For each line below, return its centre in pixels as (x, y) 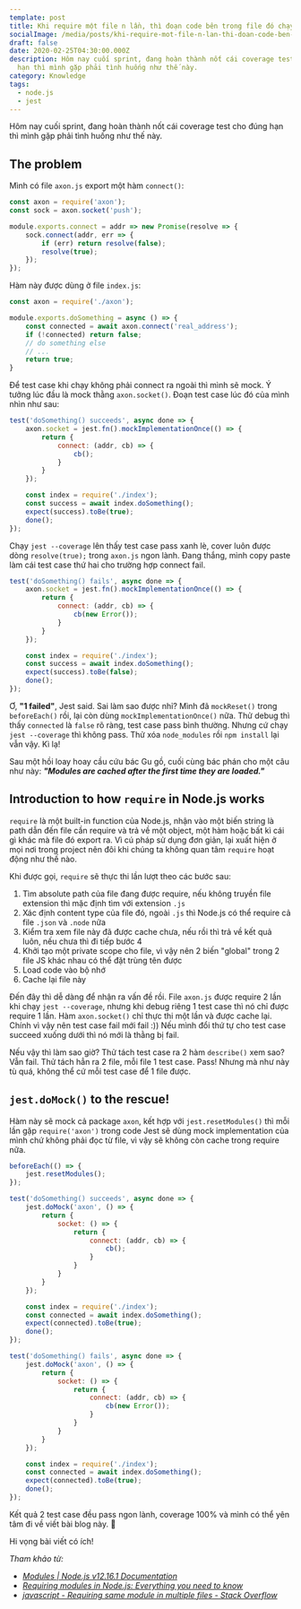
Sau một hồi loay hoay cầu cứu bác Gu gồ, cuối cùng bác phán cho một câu (149, 761)
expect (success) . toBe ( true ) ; (80, 512)
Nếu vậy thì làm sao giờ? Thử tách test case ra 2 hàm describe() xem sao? (147, 1052)
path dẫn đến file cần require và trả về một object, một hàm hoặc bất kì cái (147, 830)
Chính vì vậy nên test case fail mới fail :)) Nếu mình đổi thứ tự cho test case (148, 1025)
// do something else (65, 343)
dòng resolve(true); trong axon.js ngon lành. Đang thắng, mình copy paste (150, 555)
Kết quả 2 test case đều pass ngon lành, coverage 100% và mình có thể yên (149, 1514)
